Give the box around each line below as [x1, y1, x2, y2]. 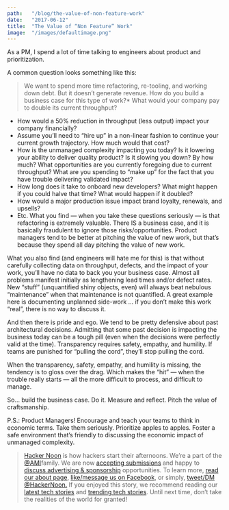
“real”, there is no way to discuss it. [7, 305, 107, 313]
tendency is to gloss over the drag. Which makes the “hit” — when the [7, 368, 205, 376]
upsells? [16, 204, 41, 212]
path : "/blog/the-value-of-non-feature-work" [7, 10, 146, 17]
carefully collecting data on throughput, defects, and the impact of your [7, 261, 208, 269]
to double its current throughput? [23, 104, 118, 112]
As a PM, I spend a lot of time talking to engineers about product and [7, 48, 201, 56]
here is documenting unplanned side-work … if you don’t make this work [7, 297, 212, 306]
